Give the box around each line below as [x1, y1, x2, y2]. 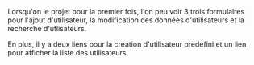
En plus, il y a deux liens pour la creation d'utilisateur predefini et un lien [7, 39, 247, 49]
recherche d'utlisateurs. [7, 24, 87, 33]
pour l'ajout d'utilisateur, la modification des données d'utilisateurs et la [7, 15, 245, 25]
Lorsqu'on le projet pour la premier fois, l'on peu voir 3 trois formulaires [7, 7, 245, 16]
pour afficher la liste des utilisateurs [7, 48, 127, 57]
